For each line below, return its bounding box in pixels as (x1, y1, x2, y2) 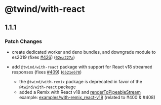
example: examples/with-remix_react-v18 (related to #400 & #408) (19, 94, 156, 100)
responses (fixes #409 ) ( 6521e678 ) (11, 69, 82, 75)
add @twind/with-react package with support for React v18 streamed (11, 64, 153, 70)
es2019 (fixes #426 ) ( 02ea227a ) (11, 54, 75, 60)
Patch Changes (4, 38, 42, 45)
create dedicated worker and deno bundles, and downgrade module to (11, 49, 156, 55)
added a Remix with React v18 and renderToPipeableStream (19, 89, 141, 95)
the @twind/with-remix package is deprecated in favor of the (19, 78, 143, 84)
